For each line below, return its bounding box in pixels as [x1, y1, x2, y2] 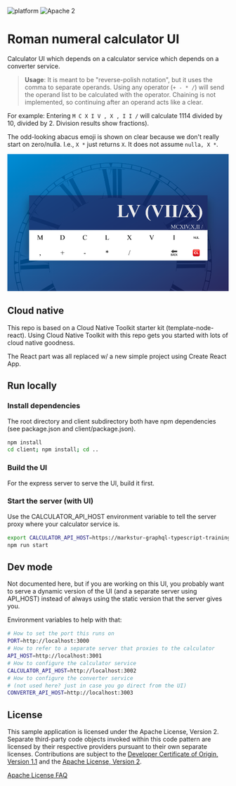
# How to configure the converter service [7, 674, 133, 681]
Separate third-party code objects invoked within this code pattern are [7, 735, 211, 744]
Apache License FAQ [7, 771, 68, 780]
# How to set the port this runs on [7, 630, 114, 637]
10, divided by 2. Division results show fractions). [7, 119, 150, 127]
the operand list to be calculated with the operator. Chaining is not [24, 90, 216, 98]
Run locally [7, 380, 58, 392]
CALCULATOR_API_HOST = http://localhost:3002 [7, 667, 137, 674]
